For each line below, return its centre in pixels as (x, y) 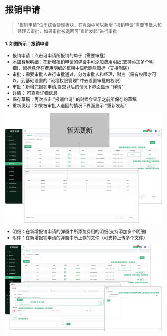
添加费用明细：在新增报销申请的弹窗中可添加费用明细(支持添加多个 (81, 62)
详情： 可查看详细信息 (35, 93)
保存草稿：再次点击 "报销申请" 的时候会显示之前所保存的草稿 (74, 99)
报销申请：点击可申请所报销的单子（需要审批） (60, 56)
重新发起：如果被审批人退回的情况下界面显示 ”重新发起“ (69, 106)
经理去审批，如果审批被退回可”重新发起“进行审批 (67, 31)
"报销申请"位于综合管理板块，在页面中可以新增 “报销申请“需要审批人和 (89, 25)
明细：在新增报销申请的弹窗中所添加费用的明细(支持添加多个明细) (79, 231)
